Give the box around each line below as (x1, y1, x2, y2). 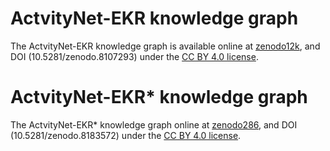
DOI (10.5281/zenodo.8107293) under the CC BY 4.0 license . (10, 50, 259, 62)
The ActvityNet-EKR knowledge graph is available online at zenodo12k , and (10, 40, 321, 52)
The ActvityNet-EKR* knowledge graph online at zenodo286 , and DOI (10, 118, 298, 131)
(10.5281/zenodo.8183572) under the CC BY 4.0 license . (10, 129, 242, 141)
